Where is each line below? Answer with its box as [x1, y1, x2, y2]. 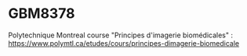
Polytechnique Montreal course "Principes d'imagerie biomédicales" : [8, 30, 234, 40]
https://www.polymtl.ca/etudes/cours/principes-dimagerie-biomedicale [8, 38, 240, 47]
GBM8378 [8, 5, 76, 23]
